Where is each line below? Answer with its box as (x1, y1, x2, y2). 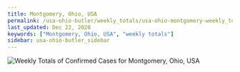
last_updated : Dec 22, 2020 (7, 24, 91, 31)
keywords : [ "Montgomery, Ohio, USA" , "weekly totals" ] (7, 30, 174, 38)
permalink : (7, 17, 40, 24)
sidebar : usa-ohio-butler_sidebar (7, 37, 111, 44)
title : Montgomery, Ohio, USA (7, 10, 98, 18)
